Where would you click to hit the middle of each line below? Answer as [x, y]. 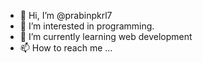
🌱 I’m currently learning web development [106, 36]
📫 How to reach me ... [66, 48]
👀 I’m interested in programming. [87, 26]
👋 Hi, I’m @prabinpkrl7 [66, 15]
